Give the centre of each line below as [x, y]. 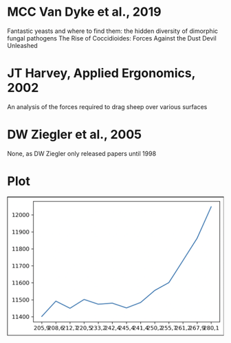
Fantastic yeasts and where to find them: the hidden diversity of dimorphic [113, 31]
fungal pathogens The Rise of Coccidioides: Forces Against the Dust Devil [112, 38]
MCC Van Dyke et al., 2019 [84, 12]
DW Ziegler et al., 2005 [75, 135]
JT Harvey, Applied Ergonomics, [101, 73]
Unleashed [22, 45]
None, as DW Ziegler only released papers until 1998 [82, 153]
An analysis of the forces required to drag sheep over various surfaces [107, 106]
